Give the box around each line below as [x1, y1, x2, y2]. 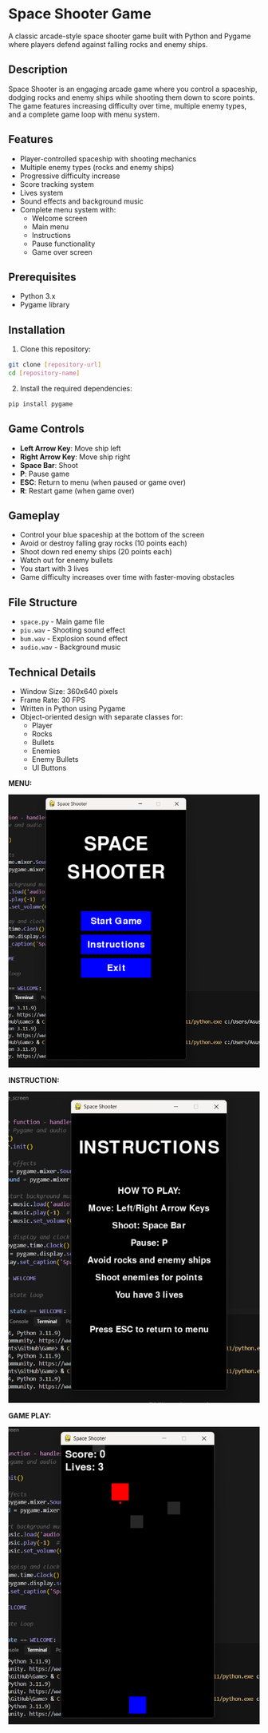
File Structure [8, 596, 77, 609]
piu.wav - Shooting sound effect [19, 625, 126, 635]
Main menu [31, 221, 69, 232]
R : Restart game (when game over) [19, 486, 135, 495]
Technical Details [8, 665, 97, 679]
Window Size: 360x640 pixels [19, 687, 118, 696]
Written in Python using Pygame [19, 704, 126, 713]
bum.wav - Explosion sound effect [19, 634, 128, 644]
